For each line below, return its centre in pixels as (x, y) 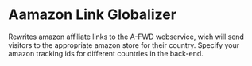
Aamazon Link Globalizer (93, 15)
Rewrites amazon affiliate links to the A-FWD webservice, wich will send (126, 37)
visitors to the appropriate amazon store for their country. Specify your (124, 45)
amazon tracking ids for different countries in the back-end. (106, 53)
